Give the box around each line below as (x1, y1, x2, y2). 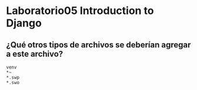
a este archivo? (6, 49, 64, 59)
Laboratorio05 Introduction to (6, 4, 154, 18)
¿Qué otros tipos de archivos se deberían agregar (6, 40, 191, 50)
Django (6, 16, 42, 30)
